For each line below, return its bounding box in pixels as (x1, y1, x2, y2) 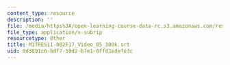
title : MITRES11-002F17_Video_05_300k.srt (7, 41, 130, 48)
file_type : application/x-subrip (7, 28, 103, 36)
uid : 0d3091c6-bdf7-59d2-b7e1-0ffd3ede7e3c (7, 48, 133, 55)
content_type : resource (7, 9, 75, 17)
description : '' (7, 16, 53, 23)
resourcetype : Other (7, 35, 66, 42)
